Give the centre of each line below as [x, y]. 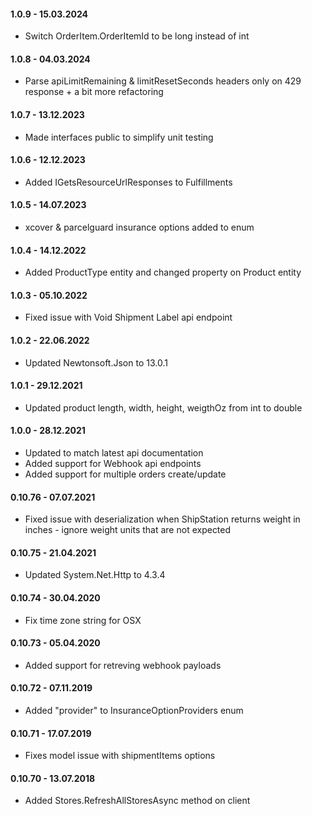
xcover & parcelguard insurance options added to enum [139, 227]
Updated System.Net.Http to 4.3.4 [95, 575]
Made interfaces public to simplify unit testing [119, 137]
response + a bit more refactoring [94, 92]
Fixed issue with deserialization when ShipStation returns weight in [162, 519]
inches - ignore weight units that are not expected [128, 530]
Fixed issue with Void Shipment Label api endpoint [128, 317]
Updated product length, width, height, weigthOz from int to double [163, 407]
